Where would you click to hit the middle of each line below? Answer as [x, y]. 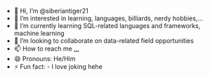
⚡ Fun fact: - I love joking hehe [58, 66]
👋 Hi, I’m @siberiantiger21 [51, 11]
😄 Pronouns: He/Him [45, 59]
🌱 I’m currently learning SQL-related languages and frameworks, [107, 26]
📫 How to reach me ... [46, 48]
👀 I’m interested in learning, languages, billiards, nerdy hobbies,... [109, 18]
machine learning [39, 33]
